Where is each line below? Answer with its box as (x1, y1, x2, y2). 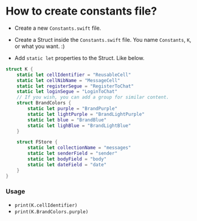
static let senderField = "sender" (27, 151, 118, 157)
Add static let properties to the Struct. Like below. (14, 54, 145, 61)
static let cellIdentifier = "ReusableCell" (16, 72, 131, 78)
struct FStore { (16, 139, 58, 145)
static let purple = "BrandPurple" (27, 106, 118, 112)
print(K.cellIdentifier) (14, 202, 78, 208)
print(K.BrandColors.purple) (14, 208, 89, 215)
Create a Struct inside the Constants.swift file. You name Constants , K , (14, 36, 192, 43)
